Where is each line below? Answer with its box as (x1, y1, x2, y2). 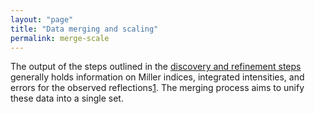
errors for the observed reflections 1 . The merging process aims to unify (10, 82, 305, 94)
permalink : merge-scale (10, 33, 110, 43)
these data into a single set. (10, 92, 124, 105)
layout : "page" (10, 14, 74, 25)
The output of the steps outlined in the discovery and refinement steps (10, 61, 302, 73)
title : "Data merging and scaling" (10, 24, 159, 34)
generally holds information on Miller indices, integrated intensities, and (10, 71, 305, 83)
